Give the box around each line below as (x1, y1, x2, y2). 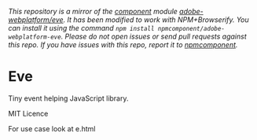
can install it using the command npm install (8, 24, 155, 32)
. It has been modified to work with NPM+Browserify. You (63, 15, 249, 24)
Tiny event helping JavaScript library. (8, 94, 129, 103)
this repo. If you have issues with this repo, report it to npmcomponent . (8, 40, 238, 50)
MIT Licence (8, 109, 49, 118)
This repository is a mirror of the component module (8, 7, 178, 16)
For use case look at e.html (8, 123, 96, 133)
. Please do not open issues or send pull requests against (61, 31, 247, 41)
